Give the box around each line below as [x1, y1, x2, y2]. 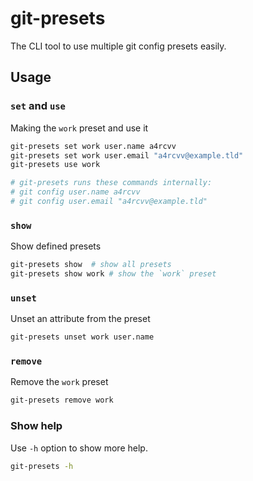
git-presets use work [10, 160, 101, 170]
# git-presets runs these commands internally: [10, 178, 213, 188]
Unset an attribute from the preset [10, 313, 151, 325]
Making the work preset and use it [10, 122, 149, 134]
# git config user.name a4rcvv [10, 187, 141, 197]
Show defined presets [10, 240, 102, 252]
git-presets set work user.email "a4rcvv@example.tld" [10, 150, 244, 161]
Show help [10, 419, 63, 433]
